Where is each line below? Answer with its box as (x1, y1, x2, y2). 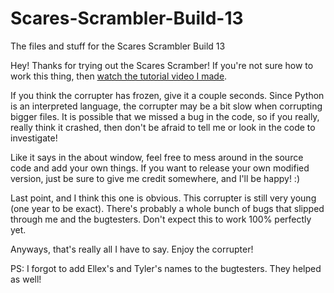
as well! (10, 273, 42, 285)
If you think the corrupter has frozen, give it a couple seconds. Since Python (10, 89, 325, 101)
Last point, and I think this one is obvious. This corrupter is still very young (10, 192, 317, 204)
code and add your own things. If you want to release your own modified (10, 162, 310, 174)
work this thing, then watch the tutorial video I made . (10, 70, 228, 82)
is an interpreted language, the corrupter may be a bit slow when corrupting (10, 100, 323, 112)
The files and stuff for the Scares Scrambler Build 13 (10, 40, 226, 52)
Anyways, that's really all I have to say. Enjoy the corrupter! (10, 243, 254, 255)
